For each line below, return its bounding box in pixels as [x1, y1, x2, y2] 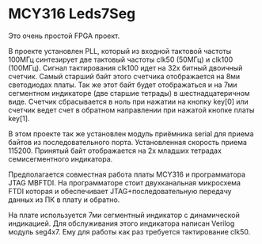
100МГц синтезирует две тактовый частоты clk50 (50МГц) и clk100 [8, 55, 234, 64]
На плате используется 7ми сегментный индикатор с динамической [8, 210, 240, 219]
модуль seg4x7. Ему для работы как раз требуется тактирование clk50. [8, 227, 251, 236]
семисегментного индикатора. [8, 154, 113, 163]
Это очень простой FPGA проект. [8, 31, 120, 40]
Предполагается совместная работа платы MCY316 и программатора [8, 170, 246, 179]
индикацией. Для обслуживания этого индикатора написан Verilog [8, 219, 235, 228]
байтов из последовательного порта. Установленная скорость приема [8, 137, 248, 147]
